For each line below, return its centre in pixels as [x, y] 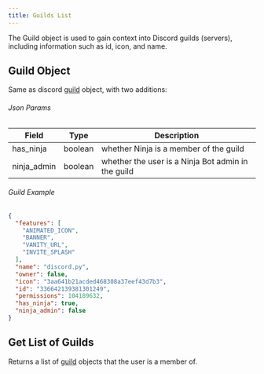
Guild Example [31, 192]
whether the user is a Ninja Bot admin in [174, 161]
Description [177, 135]
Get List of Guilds [51, 343]
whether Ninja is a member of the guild [173, 148]
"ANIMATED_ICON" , [51, 230]
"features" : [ [38, 223]
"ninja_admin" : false [51, 311]
